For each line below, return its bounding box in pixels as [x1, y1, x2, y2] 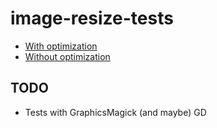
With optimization [24, 40, 98, 52]
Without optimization [24, 50, 111, 62]
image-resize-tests [10, 7, 174, 30]
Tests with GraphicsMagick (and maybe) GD [24, 106, 207, 118]
